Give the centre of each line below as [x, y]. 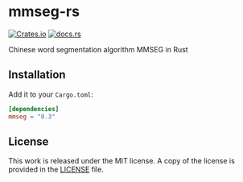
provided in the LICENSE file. [56, 170]
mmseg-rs [44, 12]
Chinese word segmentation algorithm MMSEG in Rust [98, 49]
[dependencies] [34, 109]
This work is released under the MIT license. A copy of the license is [121, 161]
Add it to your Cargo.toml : [51, 94]
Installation [37, 75]
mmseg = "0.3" [32, 116]
